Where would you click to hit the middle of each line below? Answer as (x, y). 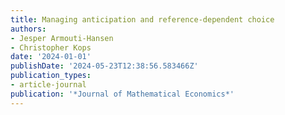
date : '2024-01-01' (51, 57)
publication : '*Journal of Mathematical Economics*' (122, 94)
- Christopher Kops (51, 47)
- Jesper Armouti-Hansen (62, 38)
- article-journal (48, 85)
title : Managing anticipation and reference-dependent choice (142, 19)
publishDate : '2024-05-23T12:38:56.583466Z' (104, 66)
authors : (28, 29)
